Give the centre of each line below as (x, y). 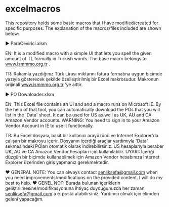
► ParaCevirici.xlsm (26, 43)
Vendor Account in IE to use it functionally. (50, 126)
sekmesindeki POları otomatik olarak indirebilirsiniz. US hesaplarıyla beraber (85, 146)
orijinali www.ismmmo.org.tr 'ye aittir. (44, 85)
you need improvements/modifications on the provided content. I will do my (84, 177)
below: (12, 33)
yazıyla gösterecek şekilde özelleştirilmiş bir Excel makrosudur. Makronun (82, 79)
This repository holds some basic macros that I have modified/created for (82, 23)
